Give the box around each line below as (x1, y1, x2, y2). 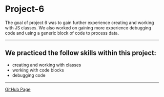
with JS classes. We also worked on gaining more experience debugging (5, 24, 151, 30)
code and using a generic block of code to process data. (5, 30, 119, 36)
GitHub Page (5, 86, 31, 92)
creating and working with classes (12, 62, 82, 68)
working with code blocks (12, 67, 64, 73)
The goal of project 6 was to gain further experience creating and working (5, 20, 154, 25)
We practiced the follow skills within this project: (5, 49, 157, 57)
